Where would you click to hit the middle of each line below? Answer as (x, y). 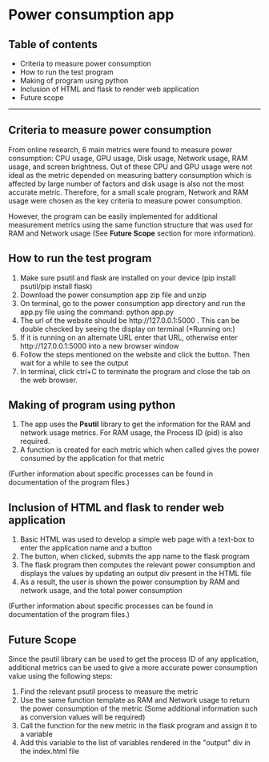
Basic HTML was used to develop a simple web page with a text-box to (137, 539)
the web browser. (48, 380)
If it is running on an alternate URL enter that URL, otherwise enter (129, 337)
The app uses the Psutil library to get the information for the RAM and (135, 424)
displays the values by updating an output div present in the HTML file (136, 574)
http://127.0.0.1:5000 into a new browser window (100, 345)
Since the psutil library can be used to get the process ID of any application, (133, 659)
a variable (36, 734)
